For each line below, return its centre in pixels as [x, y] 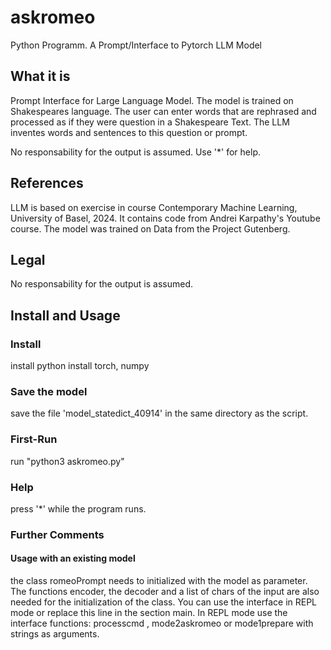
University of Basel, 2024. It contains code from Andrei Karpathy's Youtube [165, 218]
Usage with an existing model [73, 558]
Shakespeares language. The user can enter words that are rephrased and [163, 111]
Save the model [49, 391]
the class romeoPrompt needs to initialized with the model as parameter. [159, 581]
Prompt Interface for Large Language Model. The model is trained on [152, 100]
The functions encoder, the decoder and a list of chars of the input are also [165, 592]
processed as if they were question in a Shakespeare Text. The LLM [150, 122]
